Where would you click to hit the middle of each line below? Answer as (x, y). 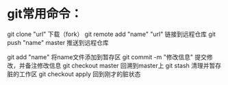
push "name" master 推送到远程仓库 (58, 42)
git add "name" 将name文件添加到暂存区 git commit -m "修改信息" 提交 (107, 57)
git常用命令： (45, 14)
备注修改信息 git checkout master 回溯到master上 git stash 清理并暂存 (123, 65)
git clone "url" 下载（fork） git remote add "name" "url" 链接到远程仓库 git (111, 34)
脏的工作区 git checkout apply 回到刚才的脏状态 (74, 74)
